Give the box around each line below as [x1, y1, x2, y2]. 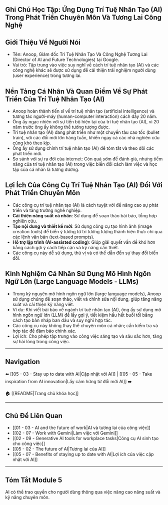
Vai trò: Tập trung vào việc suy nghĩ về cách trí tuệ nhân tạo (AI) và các [12, 62, 159, 68]
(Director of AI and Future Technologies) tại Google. [12, 56, 119, 63]
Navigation [5, 358, 40, 366]
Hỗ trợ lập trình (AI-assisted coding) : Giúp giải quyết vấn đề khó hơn [12, 239, 156, 245]
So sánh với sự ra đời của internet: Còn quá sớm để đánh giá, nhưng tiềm [12, 156, 163, 162]
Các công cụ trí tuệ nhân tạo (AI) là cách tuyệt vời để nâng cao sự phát [12, 202, 158, 208]
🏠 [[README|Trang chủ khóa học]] [5, 391, 79, 397]
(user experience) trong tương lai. [12, 72, 81, 78]
